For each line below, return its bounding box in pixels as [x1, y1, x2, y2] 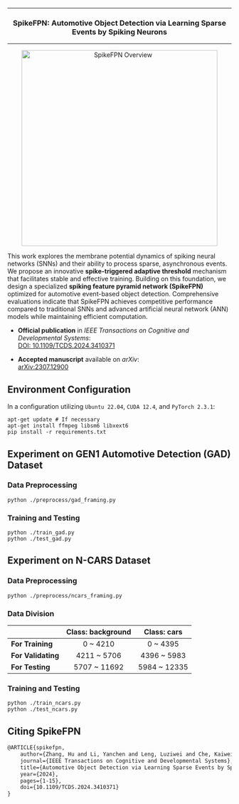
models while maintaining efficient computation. [7, 313, 148, 321]
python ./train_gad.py [7, 529, 75, 536]
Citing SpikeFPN [7, 725, 81, 737]
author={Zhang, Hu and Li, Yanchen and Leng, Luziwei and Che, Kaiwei [20, 751, 234, 758]
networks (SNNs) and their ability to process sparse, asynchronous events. [7, 259, 228, 268]
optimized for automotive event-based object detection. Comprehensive [7, 290, 219, 298]
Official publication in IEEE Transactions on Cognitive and [17, 326, 190, 335]
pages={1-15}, [20, 777, 62, 784]
